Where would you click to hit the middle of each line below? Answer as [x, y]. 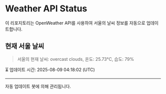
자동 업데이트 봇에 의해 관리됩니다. [38, 86]
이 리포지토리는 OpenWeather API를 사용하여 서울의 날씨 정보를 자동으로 [75, 23]
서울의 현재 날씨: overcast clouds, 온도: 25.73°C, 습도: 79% [76, 59]
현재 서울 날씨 [25, 46]
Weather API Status [46, 9]
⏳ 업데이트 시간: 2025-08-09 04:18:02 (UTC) [50, 69]
